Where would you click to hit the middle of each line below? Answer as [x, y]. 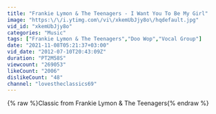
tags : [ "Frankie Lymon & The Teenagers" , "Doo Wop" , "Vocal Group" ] [105, 39]
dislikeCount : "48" [35, 77]
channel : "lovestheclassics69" [52, 84]
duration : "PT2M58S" [37, 58]
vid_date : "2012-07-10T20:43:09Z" [57, 52]
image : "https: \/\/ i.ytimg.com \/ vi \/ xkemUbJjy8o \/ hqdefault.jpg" [103, 20]
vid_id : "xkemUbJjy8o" [40, 26]
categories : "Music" [37, 33]
